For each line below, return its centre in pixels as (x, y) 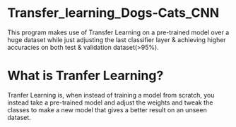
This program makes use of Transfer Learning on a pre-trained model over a (118, 32)
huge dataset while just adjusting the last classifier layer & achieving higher (117, 39)
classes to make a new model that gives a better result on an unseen (107, 109)
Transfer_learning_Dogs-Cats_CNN (113, 13)
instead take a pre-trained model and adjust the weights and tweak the (110, 102)
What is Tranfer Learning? (85, 76)
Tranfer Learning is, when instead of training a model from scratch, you (111, 95)
